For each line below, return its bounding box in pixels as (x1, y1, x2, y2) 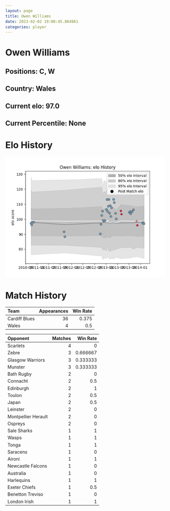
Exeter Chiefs (7, 484, 36, 491)
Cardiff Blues (7, 316, 35, 322)
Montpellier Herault (7, 413, 48, 419)
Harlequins (7, 477, 31, 483)
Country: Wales (5, 84, 56, 93)
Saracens (7, 448, 27, 455)
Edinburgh (7, 385, 30, 391)
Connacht (7, 378, 28, 384)
